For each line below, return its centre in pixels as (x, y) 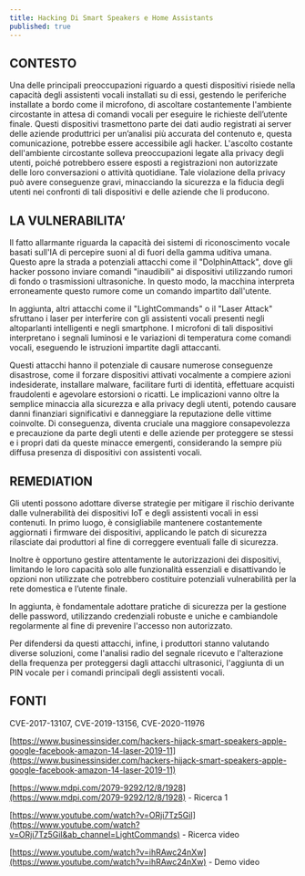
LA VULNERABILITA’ (67, 220)
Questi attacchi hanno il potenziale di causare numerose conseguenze (141, 365)
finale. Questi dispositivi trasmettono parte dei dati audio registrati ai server (151, 124)
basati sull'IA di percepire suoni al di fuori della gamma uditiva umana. (141, 253)
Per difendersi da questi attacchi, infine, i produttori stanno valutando (140, 643)
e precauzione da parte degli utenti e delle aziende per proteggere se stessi (152, 433)
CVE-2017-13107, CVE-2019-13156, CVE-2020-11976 (107, 723)
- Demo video (234, 861)
